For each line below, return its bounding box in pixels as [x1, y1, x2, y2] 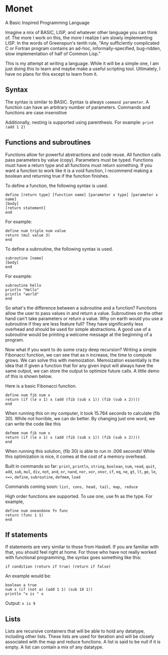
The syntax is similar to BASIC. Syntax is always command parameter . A [5, 99, 149, 105]
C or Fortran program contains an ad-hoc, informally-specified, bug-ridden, [5, 45, 161, 51]
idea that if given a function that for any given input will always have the [5, 362, 153, 369]
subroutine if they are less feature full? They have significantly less [5, 320, 143, 326]
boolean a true [5, 583, 37, 588]
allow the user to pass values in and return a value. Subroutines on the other [5, 310, 163, 316]
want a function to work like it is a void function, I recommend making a [5, 168, 153, 174]
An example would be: [5, 573, 52, 579]
